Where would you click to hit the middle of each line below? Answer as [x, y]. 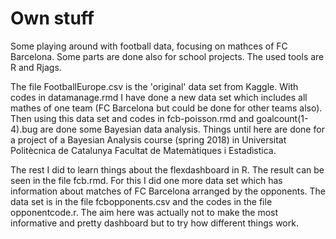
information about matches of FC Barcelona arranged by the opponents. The [168, 191]
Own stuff [52, 18]
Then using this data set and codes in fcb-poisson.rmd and [132, 118]
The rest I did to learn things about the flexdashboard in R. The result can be [167, 169]
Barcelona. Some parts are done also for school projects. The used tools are [167, 56]
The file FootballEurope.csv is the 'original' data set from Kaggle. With [154, 86]
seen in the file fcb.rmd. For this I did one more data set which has [146, 180]
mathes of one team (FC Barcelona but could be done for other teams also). [166, 108]
